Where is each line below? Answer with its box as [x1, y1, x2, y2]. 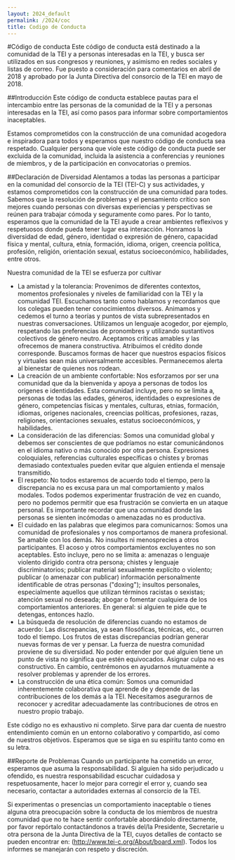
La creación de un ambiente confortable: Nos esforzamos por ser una [17, 371, 220, 380]
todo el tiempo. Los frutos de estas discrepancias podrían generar [17, 633, 209, 641]
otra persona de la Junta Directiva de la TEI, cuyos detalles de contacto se [7, 830, 222, 839]
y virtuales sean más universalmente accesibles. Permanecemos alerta [17, 357, 223, 365]
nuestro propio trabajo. [17, 707, 84, 716]
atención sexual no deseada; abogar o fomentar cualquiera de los [17, 595, 208, 604]
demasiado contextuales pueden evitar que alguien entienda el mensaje [17, 461, 226, 470]
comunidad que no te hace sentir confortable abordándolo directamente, [7, 815, 218, 823]
